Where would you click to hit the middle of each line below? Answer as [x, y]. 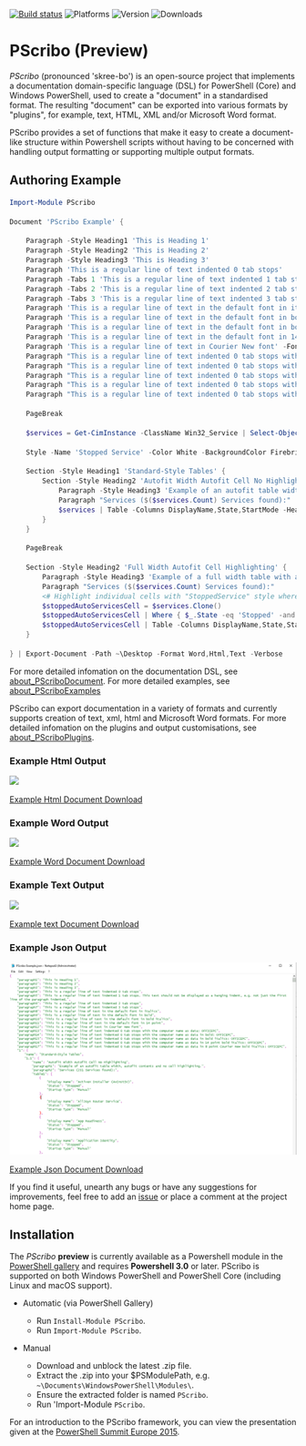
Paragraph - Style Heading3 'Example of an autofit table [168, 491]
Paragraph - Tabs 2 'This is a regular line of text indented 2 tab [156, 289]
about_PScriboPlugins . [52, 737]
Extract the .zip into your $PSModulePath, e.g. [123, 1376]
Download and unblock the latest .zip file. [114, 1366]
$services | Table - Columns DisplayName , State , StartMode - [172, 510]
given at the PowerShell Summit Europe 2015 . [95, 1432]
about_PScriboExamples [55, 690]
